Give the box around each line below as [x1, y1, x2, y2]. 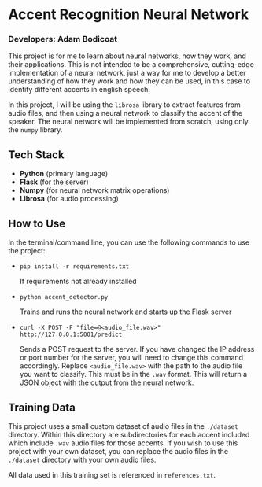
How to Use [8, 216, 66, 230]
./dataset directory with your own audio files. [8, 455, 157, 464]
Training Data [8, 400, 76, 414]
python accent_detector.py [19, 293, 109, 301]
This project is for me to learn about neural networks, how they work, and [8, 51, 246, 61]
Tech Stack [8, 148, 65, 161]
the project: [8, 246, 46, 256]
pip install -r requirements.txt [19, 263, 130, 271]
